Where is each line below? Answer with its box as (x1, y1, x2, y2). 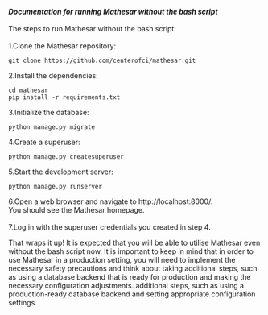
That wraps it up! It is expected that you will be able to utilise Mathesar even (8, 238, 261, 247)
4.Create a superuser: (8, 137, 80, 147)
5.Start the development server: (8, 167, 114, 176)
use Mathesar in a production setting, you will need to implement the (8, 255, 236, 264)
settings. (8, 298, 38, 307)
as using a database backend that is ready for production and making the (8, 272, 251, 281)
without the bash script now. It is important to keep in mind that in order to (8, 247, 254, 256)
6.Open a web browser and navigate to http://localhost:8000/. (8, 197, 213, 206)
